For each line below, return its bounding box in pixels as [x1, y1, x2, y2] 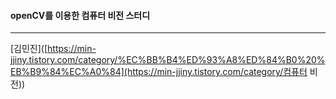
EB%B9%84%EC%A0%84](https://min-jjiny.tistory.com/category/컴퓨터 [10, 66, 308, 78]
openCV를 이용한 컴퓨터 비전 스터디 [10, 9, 151, 21]
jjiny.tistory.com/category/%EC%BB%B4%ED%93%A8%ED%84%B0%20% [10, 54, 326, 66]
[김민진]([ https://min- [10, 43, 97, 55]
